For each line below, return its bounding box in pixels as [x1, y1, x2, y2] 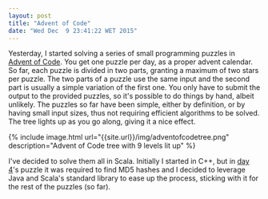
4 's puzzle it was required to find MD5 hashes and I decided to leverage [8, 165, 246, 175]
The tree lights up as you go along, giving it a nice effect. [8, 117, 196, 127]
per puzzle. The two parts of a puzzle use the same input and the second [8, 74, 250, 84]
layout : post [8, 11, 52, 20]
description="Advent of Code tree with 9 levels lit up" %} [8, 141, 196, 151]
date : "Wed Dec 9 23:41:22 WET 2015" [8, 26, 138, 35]
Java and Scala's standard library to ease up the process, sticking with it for [8, 173, 258, 183]
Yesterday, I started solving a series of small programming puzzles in [8, 49, 236, 59]
